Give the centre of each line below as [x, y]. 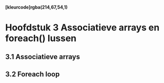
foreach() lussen [41, 38]
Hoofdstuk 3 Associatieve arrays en [83, 27]
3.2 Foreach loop [32, 74]
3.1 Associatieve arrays [43, 57]
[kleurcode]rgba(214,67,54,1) [37, 7]
